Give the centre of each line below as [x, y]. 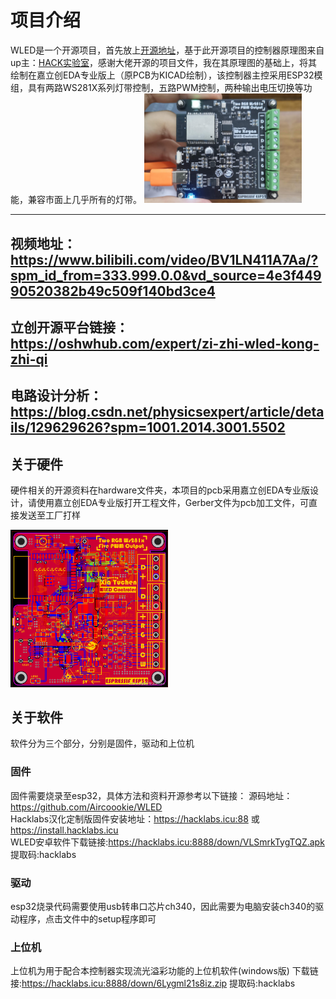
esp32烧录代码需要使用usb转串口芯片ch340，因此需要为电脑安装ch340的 [163, 906]
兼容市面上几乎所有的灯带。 [84, 200]
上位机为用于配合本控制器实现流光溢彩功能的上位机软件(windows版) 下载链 [164, 971]
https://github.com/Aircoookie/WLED [86, 807]
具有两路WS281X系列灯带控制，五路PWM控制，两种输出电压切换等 [165, 87]
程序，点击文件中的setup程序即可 [87, 918]
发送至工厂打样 [49, 515]
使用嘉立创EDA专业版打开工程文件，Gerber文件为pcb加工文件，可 [172, 503]
